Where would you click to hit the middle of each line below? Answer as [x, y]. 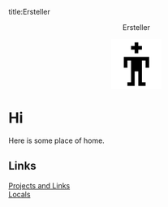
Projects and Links [39, 185]
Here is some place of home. [57, 140]
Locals [19, 194]
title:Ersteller [30, 12]
